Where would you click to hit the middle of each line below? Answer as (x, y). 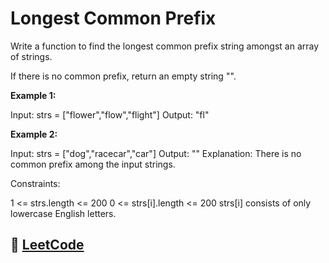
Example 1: (33, 95)
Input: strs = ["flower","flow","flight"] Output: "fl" (110, 114)
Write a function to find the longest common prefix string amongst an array (165, 46)
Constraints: (35, 183)
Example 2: (34, 134)
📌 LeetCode (47, 245)
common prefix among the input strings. (93, 164)
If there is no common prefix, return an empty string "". (123, 76)
